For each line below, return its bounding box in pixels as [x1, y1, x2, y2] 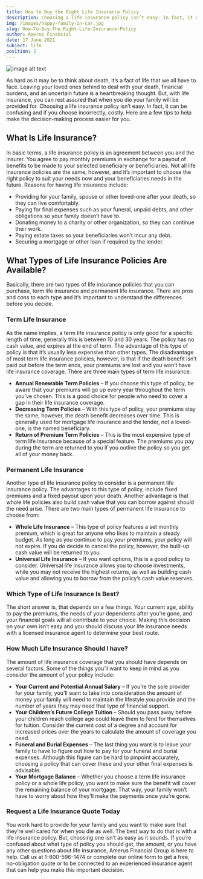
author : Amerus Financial [6, 32, 71, 38]
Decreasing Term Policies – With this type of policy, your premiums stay [14, 405, 196, 413]
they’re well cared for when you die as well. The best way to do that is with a [6, 828, 197, 835]
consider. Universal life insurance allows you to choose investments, [14, 562, 185, 569]
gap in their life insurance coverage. [14, 399, 105, 406]
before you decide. [6, 300, 54, 308]
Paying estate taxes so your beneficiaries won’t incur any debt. [14, 231, 172, 239]
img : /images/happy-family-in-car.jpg [6, 20, 104, 26]
